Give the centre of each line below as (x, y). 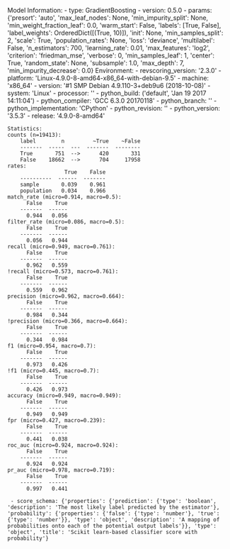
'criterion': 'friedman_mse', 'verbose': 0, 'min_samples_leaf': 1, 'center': (111, 55)
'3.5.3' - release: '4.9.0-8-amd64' (56, 116)
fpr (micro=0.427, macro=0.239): (57, 421)
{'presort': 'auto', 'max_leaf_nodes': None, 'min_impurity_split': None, (108, 18)
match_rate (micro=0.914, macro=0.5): (64, 197)
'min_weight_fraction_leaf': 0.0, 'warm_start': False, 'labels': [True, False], (114, 25)
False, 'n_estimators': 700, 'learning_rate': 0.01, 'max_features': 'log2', (109, 48)
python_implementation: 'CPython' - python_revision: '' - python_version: (114, 108)
